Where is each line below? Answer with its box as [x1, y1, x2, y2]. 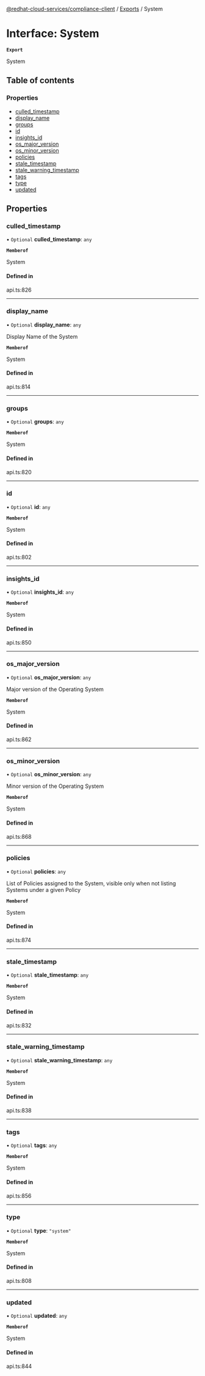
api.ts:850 [6, 638, 32, 646]
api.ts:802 [6, 554, 32, 561]
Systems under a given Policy [6, 886, 81, 893]
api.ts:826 [6, 286, 32, 293]
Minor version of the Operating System [6, 782, 104, 790]
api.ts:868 [6, 833, 32, 840]
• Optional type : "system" [6, 1227, 71, 1234]
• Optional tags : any [6, 1142, 57, 1149]
